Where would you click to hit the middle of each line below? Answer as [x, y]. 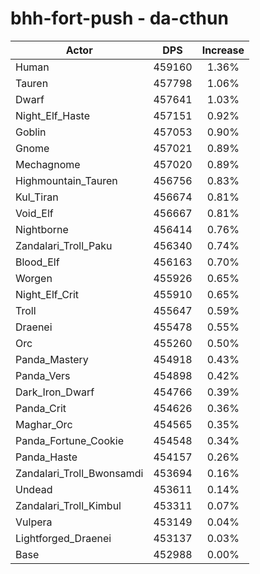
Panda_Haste [46, 457]
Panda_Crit [41, 408]
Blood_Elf [37, 262]
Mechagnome [48, 164]
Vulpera [34, 522]
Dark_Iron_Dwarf [55, 392]
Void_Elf [34, 213]
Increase [223, 50]
